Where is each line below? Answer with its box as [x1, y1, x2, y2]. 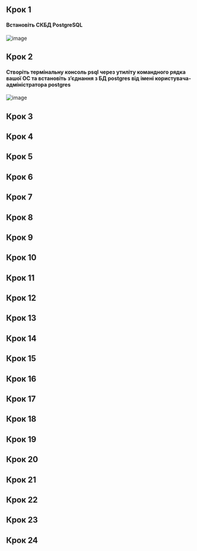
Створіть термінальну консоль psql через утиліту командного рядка [6, 68, 186, 75]
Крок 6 [6, 172, 34, 182]
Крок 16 [6, 373, 37, 384]
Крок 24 [6, 535, 38, 545]
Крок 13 [6, 313, 37, 323]
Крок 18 [6, 414, 37, 424]
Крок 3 [6, 111, 33, 121]
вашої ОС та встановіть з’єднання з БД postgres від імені [6, 74, 154, 82]
